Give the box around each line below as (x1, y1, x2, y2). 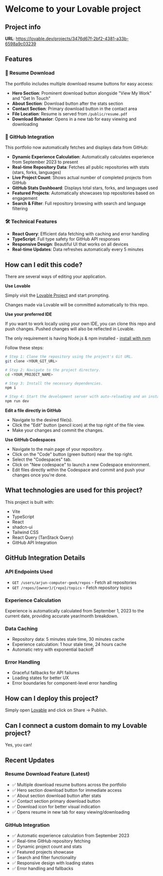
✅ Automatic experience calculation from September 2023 (12, 833, 130, 838)
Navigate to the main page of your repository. (12, 446, 103, 452)
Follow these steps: (5, 345, 44, 351)
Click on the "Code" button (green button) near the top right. (12, 452, 133, 457)
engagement (12, 195, 38, 201)
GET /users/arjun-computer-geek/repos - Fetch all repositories (12, 579, 137, 585)
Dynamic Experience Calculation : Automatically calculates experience (12, 153, 154, 159)
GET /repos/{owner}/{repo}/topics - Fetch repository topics (12, 585, 132, 590)
